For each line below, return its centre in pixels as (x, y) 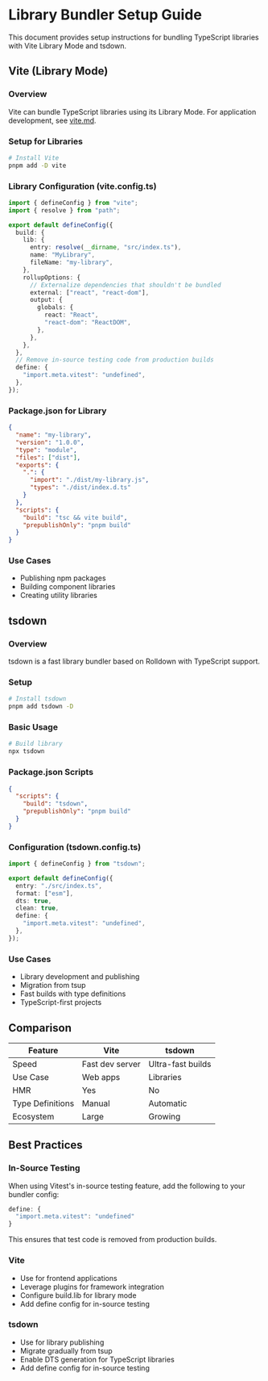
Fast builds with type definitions (73, 994)
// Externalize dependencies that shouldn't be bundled (125, 285)
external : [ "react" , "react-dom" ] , (89, 292)
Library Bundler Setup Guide (105, 15)
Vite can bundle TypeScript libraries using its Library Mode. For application (132, 111)
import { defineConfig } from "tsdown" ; (77, 864)
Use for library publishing (62, 1342)
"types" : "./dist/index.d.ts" (80, 488)
